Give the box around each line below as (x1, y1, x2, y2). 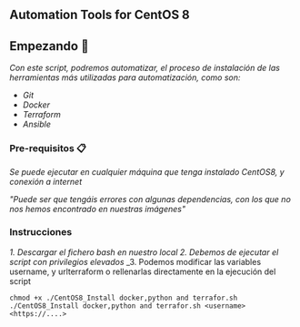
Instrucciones (9, 226, 73, 239)
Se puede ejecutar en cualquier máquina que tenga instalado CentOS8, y (9, 166, 285, 177)
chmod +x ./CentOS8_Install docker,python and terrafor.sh (9, 293, 238, 302)
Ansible (22, 118, 52, 130)
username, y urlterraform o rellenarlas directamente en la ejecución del (9, 266, 276, 277)
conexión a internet (9, 176, 83, 187)
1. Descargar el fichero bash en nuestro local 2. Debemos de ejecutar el (9, 246, 279, 258)
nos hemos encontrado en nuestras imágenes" (9, 203, 186, 214)
